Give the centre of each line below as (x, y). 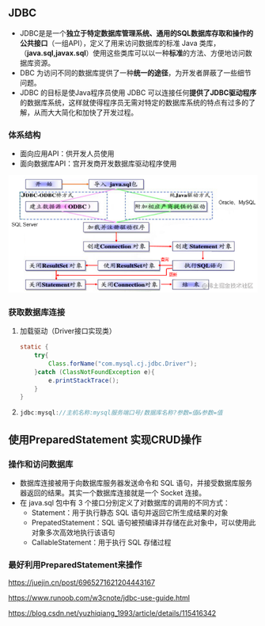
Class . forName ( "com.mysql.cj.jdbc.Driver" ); (123, 364)
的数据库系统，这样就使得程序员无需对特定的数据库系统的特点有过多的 (134, 102)
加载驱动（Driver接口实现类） (68, 331)
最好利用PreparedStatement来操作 (75, 564)
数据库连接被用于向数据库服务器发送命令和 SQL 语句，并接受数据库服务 (136, 483)
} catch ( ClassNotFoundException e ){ (95, 372)
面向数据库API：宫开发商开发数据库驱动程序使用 (98, 164)
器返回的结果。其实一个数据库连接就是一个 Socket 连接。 (113, 492)
